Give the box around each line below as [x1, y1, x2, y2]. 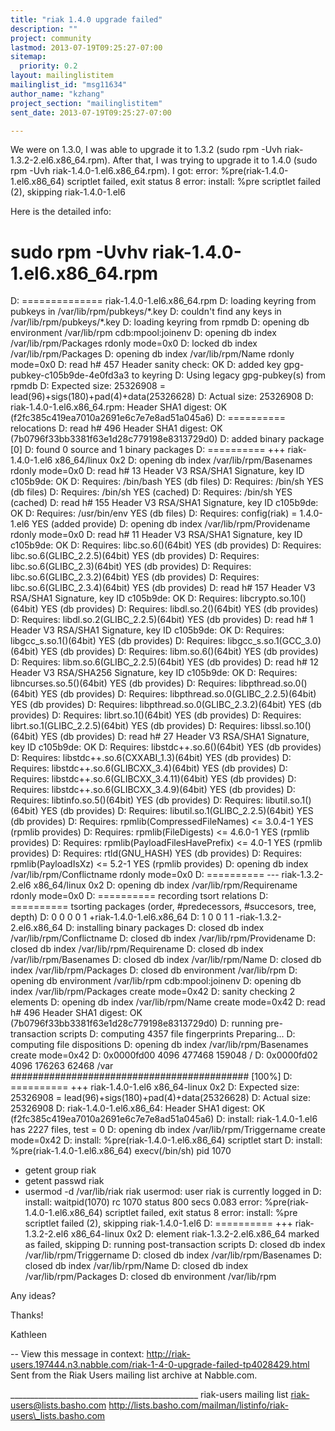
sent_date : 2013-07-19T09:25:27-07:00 [10, 107, 172, 118]
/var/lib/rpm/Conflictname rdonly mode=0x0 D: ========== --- [10, 869, 280, 881]
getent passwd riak [24, 1175, 105, 1187]
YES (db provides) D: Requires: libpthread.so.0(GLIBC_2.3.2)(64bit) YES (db [10, 699, 322, 711]
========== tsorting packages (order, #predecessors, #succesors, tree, [10, 901, 317, 913]
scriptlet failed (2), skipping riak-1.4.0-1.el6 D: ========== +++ [24, 1217, 293, 1230]
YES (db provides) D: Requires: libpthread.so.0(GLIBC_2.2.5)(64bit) [40, 688, 317, 700]
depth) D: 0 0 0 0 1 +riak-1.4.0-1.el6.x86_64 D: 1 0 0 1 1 [10, 911, 234, 923]
